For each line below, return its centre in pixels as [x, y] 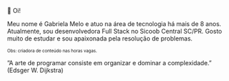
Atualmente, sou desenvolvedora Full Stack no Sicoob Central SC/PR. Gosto [115, 31]
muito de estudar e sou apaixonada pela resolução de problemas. [100, 38]
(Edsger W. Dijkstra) [35, 70]
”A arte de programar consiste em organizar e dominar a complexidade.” [109, 63]
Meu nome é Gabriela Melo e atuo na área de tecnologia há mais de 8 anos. [114, 24]
